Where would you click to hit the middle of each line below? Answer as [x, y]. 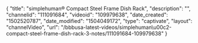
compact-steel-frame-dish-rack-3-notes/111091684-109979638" [85, 34]
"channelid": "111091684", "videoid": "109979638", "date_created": [87, 15]
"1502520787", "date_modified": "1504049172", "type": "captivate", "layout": [99, 21]
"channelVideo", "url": [33, 27]
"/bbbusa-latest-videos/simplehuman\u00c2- [116, 27]
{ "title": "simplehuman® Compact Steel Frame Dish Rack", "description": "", [98, 9]
